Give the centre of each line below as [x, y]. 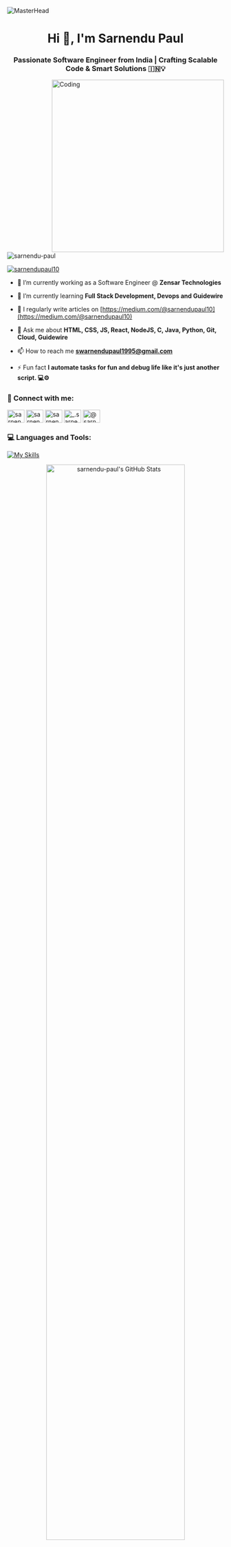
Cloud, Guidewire [43, 337]
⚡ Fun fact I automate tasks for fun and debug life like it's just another [118, 367]
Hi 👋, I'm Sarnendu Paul [115, 39]
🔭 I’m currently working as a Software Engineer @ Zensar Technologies [119, 283]
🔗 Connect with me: [41, 398]
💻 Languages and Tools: [49, 437]
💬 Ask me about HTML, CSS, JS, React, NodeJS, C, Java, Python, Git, [117, 330]
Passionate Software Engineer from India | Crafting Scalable [115, 60]
